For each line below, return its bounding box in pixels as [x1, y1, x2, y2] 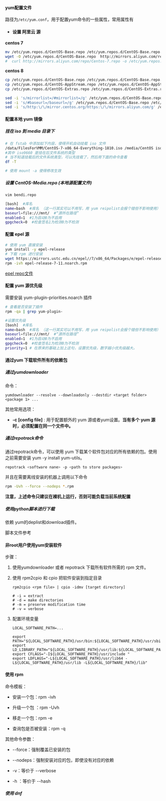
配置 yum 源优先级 [5, 283, 43, 289]
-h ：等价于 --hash [12, 778, 51, 784]
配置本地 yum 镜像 [5, 116, 43, 122]
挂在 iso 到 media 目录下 [5, 128, 55, 134]
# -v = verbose [12, 606, 44, 611]
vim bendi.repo [5, 193, 37, 198]
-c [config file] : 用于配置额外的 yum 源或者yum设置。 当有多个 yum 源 [12, 416, 156, 423]
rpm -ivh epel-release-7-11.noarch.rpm [5, 261, 87, 266]
